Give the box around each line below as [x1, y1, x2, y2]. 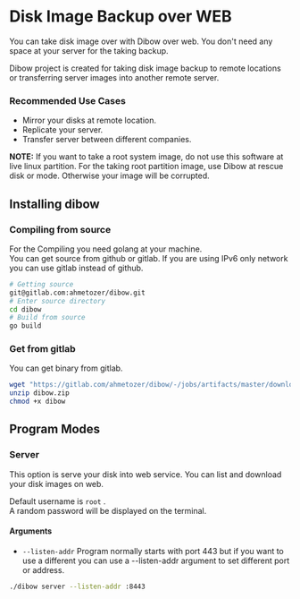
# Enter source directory [9, 296, 105, 305]
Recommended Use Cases [9, 94, 127, 107]
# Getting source [9, 279, 74, 288]
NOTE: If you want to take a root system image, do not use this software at [9, 151, 284, 162]
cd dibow [9, 304, 42, 314]
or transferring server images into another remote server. [9, 72, 220, 82]
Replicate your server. [21, 124, 104, 135]
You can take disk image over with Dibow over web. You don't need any [9, 36, 273, 47]
